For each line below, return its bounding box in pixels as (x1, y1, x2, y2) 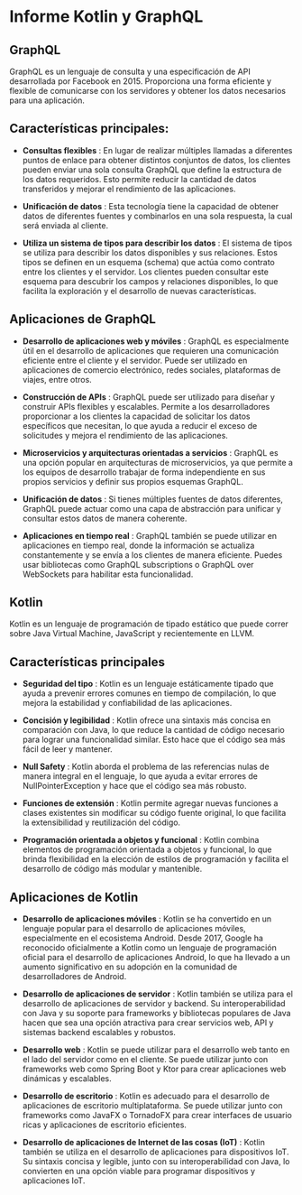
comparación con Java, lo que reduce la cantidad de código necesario (22, 725, 286, 736)
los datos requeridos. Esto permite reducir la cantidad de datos (22, 173, 257, 184)
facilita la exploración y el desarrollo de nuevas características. (22, 285, 257, 296)
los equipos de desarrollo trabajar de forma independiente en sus (22, 467, 266, 477)
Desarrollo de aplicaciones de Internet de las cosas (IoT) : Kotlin (22, 1137, 266, 1148)
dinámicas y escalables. (22, 1073, 113, 1084)
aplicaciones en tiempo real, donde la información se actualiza (22, 540, 255, 551)
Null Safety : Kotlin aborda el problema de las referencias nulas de (22, 761, 270, 773)
